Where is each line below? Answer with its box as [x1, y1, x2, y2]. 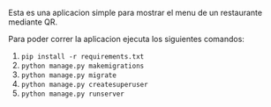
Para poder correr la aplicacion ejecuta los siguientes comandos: [8, 34, 245, 44]
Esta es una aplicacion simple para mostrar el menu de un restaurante [8, 8, 262, 18]
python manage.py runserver [20, 89, 124, 98]
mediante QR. [8, 17, 58, 27]
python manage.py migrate [20, 71, 117, 80]
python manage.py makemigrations [20, 61, 145, 70]
